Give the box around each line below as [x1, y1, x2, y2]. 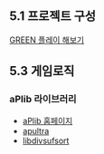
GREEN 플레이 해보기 [9, 34, 84, 45]
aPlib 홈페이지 [22, 115, 73, 126]
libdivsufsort [22, 135, 70, 146]
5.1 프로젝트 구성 [9, 8, 97, 24]
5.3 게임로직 [9, 63, 75, 79]
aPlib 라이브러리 [9, 93, 77, 106]
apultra [22, 125, 50, 136]
